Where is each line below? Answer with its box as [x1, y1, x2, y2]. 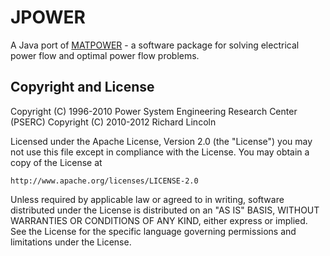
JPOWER [10, 6, 86, 29]
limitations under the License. [10, 236, 132, 248]
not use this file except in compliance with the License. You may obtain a [10, 146, 310, 158]
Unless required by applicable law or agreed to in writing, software [10, 193, 285, 205]
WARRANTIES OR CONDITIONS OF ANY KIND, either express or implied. [10, 214, 308, 226]
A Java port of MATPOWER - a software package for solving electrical [10, 39, 300, 51]
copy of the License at [10, 156, 103, 168]
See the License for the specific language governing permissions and [10, 225, 297, 237]
